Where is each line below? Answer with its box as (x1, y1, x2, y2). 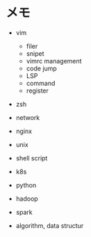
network (15, 113, 40, 121)
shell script (15, 153, 48, 162)
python (15, 181, 37, 189)
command (26, 79, 56, 87)
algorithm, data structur (15, 221, 84, 229)
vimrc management (26, 56, 82, 65)
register (26, 86, 49, 95)
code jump (26, 64, 58, 72)
